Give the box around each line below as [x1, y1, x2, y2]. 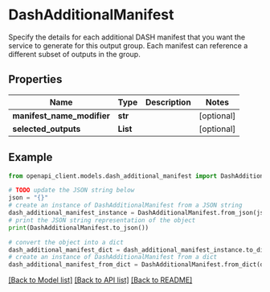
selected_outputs [12, 123, 81, 134]
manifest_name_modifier [12, 110, 110, 121]
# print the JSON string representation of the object [8, 216, 196, 224]
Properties [8, 72, 63, 86]
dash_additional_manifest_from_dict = [8, 261, 138, 269]
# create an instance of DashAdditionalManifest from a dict [8, 253, 218, 261]
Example [8, 150, 53, 164]
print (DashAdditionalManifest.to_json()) [8, 224, 149, 232]
